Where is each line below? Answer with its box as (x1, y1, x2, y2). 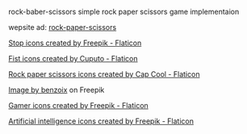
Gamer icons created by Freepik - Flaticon (8, 101, 149, 110)
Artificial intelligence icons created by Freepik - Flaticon (8, 116, 194, 126)
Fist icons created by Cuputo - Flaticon (8, 54, 139, 63)
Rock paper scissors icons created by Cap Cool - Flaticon (8, 69, 200, 79)
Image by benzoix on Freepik (8, 85, 105, 94)
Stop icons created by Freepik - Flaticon (8, 38, 142, 48)
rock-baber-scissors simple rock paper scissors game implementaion (8, 7, 240, 16)
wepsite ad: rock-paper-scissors (8, 23, 117, 31)
